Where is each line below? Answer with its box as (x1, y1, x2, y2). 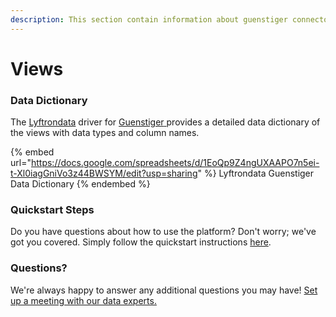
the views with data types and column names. (10, 127, 200, 139)
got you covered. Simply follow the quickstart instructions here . (10, 236, 272, 248)
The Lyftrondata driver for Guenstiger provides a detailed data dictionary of (10, 116, 321, 128)
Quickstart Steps (10, 203, 95, 217)
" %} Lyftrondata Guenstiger (197, 167, 315, 180)
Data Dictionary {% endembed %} (10, 178, 151, 190)
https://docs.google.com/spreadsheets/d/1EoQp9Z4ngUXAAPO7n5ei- (30, 157, 320, 169)
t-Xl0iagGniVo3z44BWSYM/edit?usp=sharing (10, 167, 198, 180)
